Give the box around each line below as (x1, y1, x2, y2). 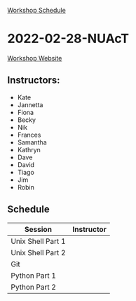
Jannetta (17, 100, 43, 109)
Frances (17, 130, 41, 139)
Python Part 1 (11, 271, 56, 281)
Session (24, 224, 53, 234)
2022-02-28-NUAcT (7, 31, 130, 47)
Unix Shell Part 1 (11, 236, 66, 246)
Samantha (17, 137, 47, 147)
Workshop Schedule (7, 6, 67, 14)
